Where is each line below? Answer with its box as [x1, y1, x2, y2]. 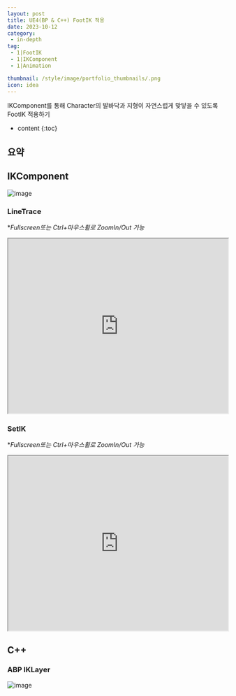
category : [7, 29, 36, 37]
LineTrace [7, 206, 42, 216]
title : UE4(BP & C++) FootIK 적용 [7, 17, 105, 24]
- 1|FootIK [10, 50, 42, 57]
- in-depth [10, 36, 42, 43]
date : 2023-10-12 [7, 23, 58, 30]
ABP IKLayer [7, 665, 51, 675]
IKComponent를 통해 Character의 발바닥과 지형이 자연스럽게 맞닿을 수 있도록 [7, 101, 219, 110]
